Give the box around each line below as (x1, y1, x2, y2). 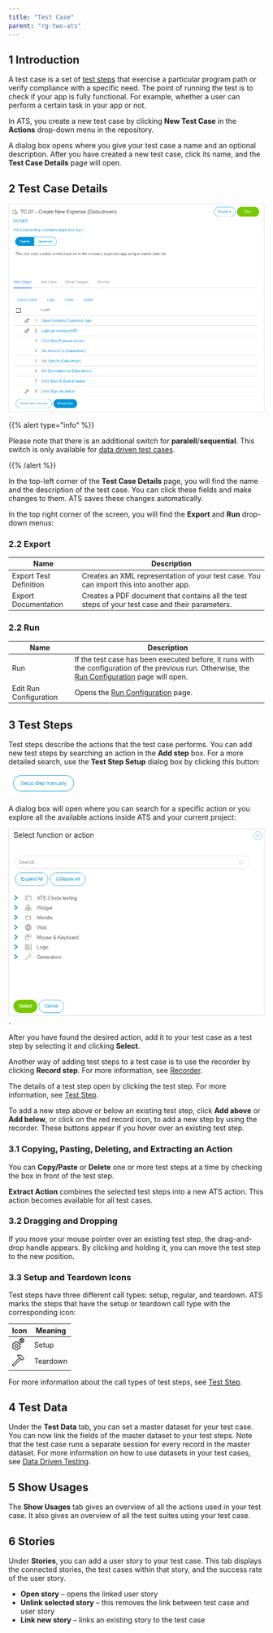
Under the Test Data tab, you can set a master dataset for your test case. (8, 1422, 253, 1432)
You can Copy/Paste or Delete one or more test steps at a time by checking (8, 1162, 262, 1172)
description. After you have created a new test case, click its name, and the (8, 149, 261, 159)
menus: (28, 517, 54, 527)
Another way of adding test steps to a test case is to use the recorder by (8, 1057, 251, 1067)
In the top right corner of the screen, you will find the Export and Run (8, 509, 240, 519)
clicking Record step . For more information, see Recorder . (8, 1066, 203, 1076)
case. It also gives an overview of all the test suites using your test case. (8, 1511, 251, 1521)
